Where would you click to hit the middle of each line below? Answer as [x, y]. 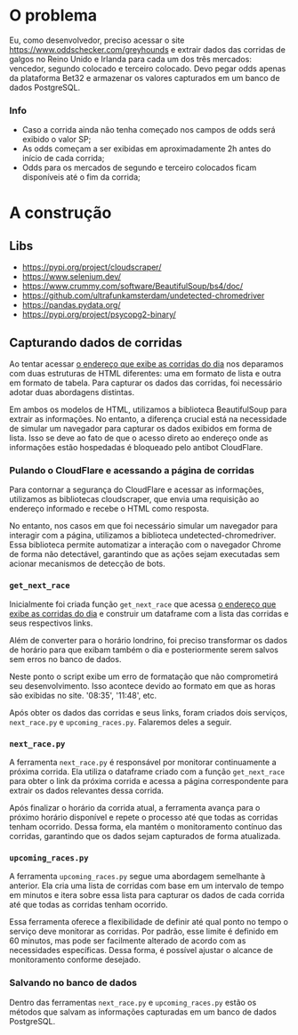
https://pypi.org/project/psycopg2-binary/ [99, 315]
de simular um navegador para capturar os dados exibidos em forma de [141, 429]
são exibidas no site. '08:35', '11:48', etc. [83, 695]
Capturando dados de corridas [96, 342]
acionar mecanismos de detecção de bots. [88, 564]
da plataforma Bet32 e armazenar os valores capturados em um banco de [145, 77]
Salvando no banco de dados [73, 982]
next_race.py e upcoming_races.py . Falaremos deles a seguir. [121, 722]
